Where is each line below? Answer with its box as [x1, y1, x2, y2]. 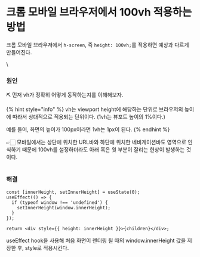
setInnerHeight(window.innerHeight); [17, 205, 111, 210]
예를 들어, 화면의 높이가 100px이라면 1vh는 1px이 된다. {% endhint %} [6, 126, 170, 133]
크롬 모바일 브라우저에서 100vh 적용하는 [6, 5, 192, 19]
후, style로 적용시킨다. [17, 244, 69, 251]
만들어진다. [6, 48, 32, 55]
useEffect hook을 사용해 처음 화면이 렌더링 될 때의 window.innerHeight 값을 [6, 237, 186, 244]
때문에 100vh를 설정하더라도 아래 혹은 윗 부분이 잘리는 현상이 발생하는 [21, 146, 185, 153]
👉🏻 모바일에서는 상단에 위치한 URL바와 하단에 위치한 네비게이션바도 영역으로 [6, 138, 187, 146]
